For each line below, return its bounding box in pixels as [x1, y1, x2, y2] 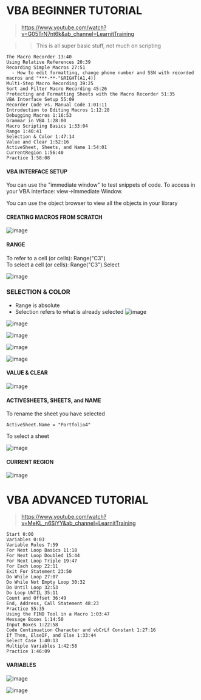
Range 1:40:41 [6, 128, 43, 134]
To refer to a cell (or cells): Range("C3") [6, 254, 106, 262]
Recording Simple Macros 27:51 [6, 64, 86, 71]
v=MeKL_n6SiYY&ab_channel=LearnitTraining [21, 519, 136, 527]
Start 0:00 [6, 532, 34, 538]
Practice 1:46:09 [6, 648, 50, 654]
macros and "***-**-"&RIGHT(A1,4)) [6, 75, 97, 81]
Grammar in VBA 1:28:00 [6, 117, 67, 123]
